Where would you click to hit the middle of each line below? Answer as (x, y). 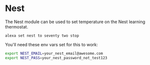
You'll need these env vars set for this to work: (51, 44)
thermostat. (17, 26)
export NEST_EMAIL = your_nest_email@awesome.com (54, 53)
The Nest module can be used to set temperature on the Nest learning (75, 22)
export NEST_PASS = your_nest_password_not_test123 (56, 58)
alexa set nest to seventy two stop (42, 36)
